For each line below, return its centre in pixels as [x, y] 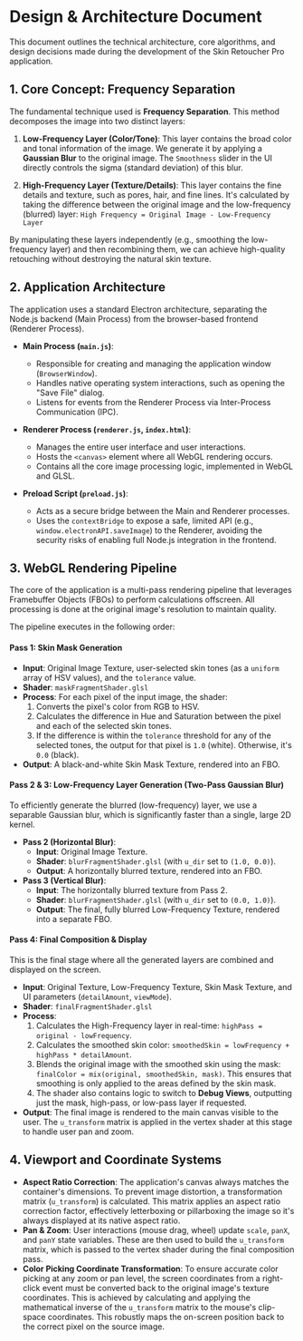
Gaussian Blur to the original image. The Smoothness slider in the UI [147, 158]
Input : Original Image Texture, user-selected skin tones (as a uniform [151, 667]
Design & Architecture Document [136, 17]
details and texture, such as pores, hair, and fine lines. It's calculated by [156, 194]
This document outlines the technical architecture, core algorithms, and [142, 42]
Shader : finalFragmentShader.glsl [87, 1006]
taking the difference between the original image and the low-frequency [156, 204]
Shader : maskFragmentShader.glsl [85, 687]
